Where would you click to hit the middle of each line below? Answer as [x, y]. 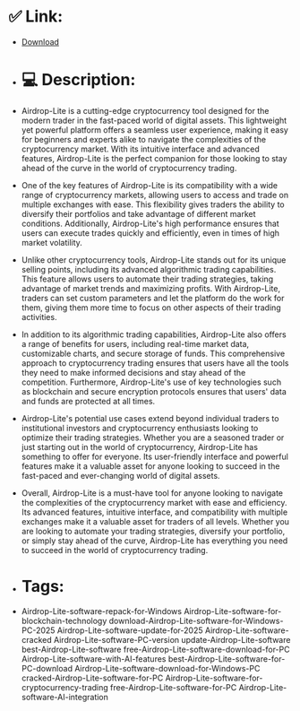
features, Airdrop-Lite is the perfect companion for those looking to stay [154, 158]
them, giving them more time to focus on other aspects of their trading [151, 308]
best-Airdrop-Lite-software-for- [227, 659]
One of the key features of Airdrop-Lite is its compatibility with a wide [150, 185]
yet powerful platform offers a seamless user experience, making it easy [154, 130]
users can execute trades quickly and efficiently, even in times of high [150, 233]
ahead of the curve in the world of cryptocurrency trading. [129, 168]
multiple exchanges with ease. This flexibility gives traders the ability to [153, 204]
